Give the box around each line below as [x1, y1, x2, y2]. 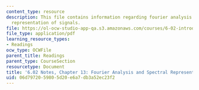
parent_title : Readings [6, 53, 65, 59]
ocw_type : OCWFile [6, 47, 52, 53]
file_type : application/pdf [6, 31, 76, 37]
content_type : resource [6, 8, 65, 15]
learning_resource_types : [6, 36, 70, 42]
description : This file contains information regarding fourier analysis [6, 14, 192, 20]
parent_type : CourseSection [6, 58, 76, 64]
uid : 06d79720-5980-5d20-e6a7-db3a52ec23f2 [6, 75, 115, 81]
